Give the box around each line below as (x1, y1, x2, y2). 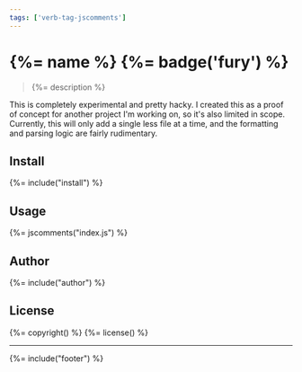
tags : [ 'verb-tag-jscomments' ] (9, 13, 127, 22)
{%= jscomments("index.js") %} (9, 227, 129, 238)
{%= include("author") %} (9, 278, 106, 288)
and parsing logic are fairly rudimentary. (9, 128, 158, 138)
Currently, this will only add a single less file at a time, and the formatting (9, 118, 279, 128)
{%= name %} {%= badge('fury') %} (9, 51, 289, 72)
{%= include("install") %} (9, 177, 103, 189)
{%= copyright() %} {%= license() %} (9, 327, 149, 338)
